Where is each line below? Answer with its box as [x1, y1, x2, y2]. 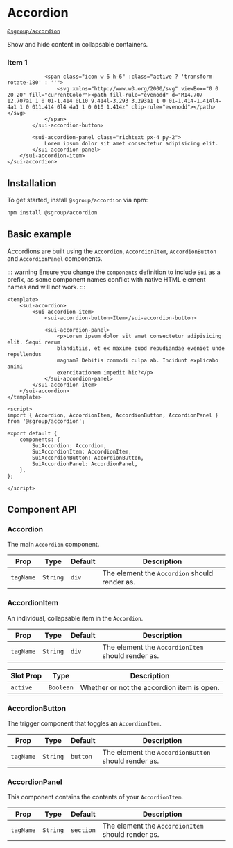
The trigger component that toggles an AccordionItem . [7, 719, 162, 728]
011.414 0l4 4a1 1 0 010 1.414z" [32, 104, 129, 111]
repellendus [7, 351, 42, 358]
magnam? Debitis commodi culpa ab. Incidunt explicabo [56, 357, 218, 364]
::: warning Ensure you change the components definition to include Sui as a [7, 268, 221, 276]
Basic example [7, 228, 71, 241]
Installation [7, 177, 57, 189]
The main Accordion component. [7, 541, 100, 549]
